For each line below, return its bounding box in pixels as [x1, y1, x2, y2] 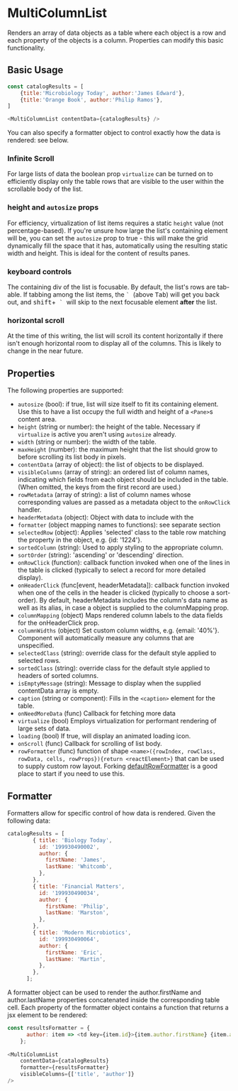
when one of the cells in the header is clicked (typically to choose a [17, 588, 215, 597]
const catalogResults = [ [7, 83, 84, 90]
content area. [17, 415, 57, 424]
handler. [17, 505, 42, 514]
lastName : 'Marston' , [45, 909, 110, 916]
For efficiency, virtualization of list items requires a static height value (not [7, 219, 224, 227]
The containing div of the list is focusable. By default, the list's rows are [7, 283, 216, 292]
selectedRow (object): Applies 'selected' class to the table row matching [17, 528, 227, 537]
